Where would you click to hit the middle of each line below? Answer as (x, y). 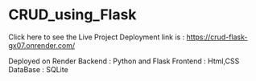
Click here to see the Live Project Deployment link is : (97, 37)
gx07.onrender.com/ (41, 45)
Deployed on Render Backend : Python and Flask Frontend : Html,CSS (124, 61)
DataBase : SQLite (38, 69)
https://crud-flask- (217, 37)
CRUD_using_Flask (72, 15)
